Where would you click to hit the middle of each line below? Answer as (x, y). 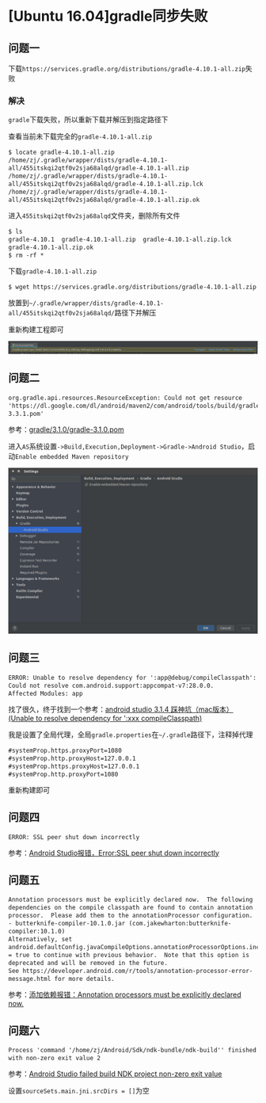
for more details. (84, 979)
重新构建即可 (29, 790)
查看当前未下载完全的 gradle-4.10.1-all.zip (80, 136)
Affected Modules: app (46, 693)
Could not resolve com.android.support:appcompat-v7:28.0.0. (111, 685)
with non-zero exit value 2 (55, 1059)
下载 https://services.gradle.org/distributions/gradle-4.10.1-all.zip (127, 69)
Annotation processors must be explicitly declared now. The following (131, 900)
